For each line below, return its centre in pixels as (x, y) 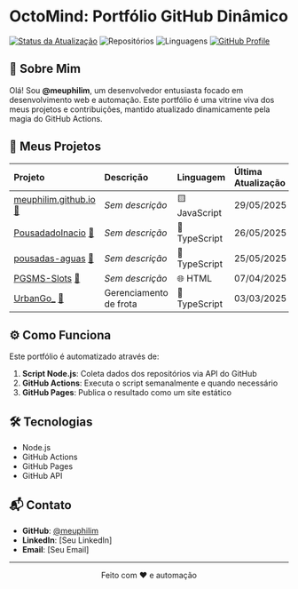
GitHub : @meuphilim (60, 531)
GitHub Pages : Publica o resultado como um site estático (127, 393)
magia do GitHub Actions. (56, 118)
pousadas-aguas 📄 (54, 258)
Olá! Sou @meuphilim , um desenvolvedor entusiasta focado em (126, 90)
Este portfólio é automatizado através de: (84, 356)
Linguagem (201, 177)
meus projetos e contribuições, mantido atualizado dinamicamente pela (140, 109)
